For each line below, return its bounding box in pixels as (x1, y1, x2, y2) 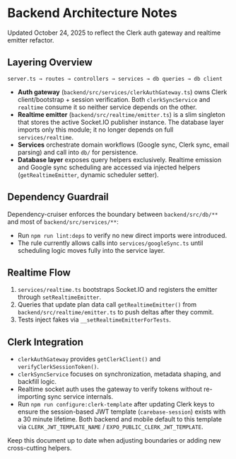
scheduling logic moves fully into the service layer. (17, 246, 165, 254)
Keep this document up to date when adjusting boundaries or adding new (7, 436, 221, 445)
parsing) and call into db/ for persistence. (17, 147, 138, 157)
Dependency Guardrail (7, 191, 110, 203)
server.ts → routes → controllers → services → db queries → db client (7, 75, 223, 82)
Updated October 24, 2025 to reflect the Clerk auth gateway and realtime (7, 28, 221, 37)
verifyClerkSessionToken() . (17, 363, 99, 371)
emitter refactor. (7, 35, 54, 44)
